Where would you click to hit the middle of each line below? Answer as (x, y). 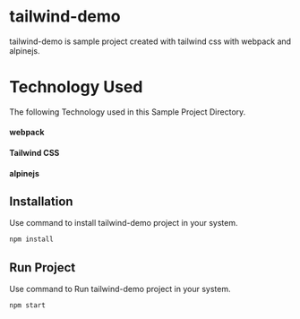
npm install (31, 239)
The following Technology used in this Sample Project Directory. (128, 112)
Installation (41, 202)
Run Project (43, 267)
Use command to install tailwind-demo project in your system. (124, 223)
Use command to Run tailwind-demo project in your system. (120, 289)
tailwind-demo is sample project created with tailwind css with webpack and (150, 41)
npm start (28, 306)
